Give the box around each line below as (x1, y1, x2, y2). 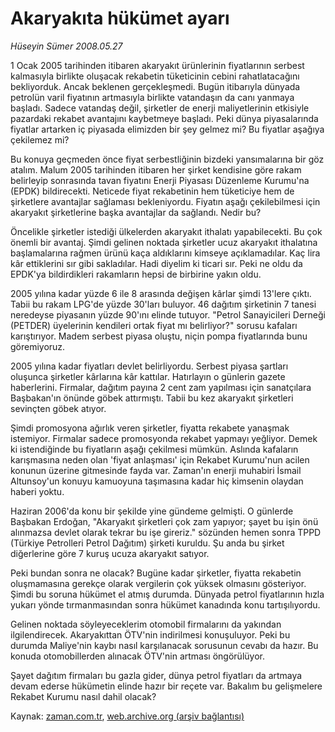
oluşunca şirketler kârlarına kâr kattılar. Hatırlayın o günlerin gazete (10, 370, 286, 382)
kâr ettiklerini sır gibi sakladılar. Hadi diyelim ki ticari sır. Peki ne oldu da (10, 257, 303, 269)
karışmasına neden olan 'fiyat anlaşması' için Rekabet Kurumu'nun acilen (10, 453, 310, 466)
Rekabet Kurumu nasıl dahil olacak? (10, 690, 157, 702)
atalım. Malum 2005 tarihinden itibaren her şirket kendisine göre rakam (10, 163, 302, 176)
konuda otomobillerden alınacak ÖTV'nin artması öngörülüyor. (10, 650, 265, 662)
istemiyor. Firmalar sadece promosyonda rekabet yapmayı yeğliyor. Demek (10, 432, 318, 444)
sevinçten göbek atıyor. (10, 402, 107, 414)
